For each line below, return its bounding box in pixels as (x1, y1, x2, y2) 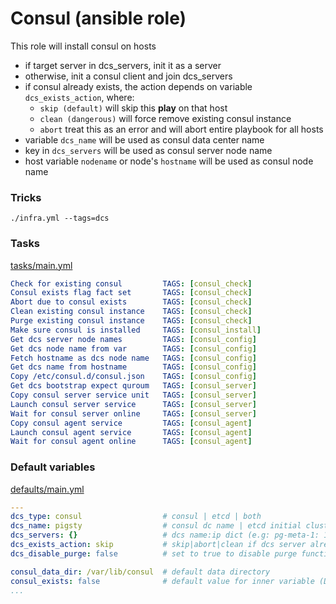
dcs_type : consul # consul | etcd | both (10, 512, 262, 522)
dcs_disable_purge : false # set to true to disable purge (10, 548, 298, 559)
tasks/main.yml (10, 259, 73, 271)
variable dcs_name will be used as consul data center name (24, 133, 265, 146)
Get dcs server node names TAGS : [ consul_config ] (10, 334, 257, 344)
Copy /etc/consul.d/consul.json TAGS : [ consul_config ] (10, 372, 257, 382)
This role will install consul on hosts (10, 40, 157, 52)
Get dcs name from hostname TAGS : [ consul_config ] (10, 362, 257, 372)
